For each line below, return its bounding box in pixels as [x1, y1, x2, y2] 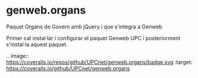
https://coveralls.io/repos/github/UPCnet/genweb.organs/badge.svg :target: [6, 58, 193, 66]
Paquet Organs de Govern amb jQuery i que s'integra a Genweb [6, 23, 162, 30]
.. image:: [6, 52, 29, 59]
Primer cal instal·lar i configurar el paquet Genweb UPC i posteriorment [6, 34, 181, 41]
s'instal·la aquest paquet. [6, 41, 68, 48]
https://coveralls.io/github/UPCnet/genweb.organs [6, 64, 130, 71]
